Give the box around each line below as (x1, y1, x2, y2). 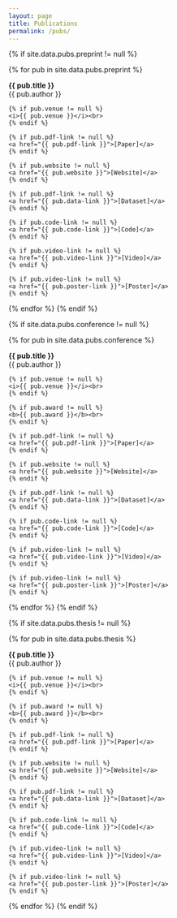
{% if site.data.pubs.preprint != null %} (8, 50, 138, 59)
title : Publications (8, 19, 79, 28)
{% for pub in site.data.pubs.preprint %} (8, 65, 143, 75)
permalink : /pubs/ (8, 27, 71, 35)
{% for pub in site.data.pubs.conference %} (8, 335, 155, 345)
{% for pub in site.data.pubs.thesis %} (8, 634, 136, 644)
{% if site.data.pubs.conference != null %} (8, 320, 149, 330)
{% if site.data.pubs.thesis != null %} (8, 618, 132, 628)
